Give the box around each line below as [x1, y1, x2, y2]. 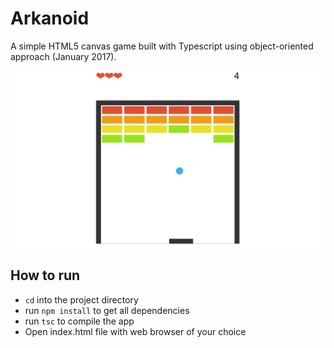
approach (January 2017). [10, 50, 117, 62]
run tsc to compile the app [24, 315, 135, 327]
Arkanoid [10, 7, 90, 30]
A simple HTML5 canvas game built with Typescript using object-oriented [10, 40, 314, 52]
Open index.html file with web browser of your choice [24, 325, 247, 337]
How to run [10, 267, 81, 284]
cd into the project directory [24, 293, 139, 306]
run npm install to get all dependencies [24, 304, 190, 316]
